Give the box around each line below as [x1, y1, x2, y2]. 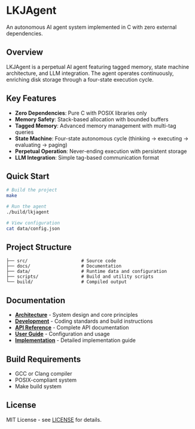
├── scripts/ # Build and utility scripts [6, 274, 154, 280]
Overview [6, 47, 44, 58]
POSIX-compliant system [14, 376, 77, 384]
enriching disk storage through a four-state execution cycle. [6, 76, 154, 83]
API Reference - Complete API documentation [14, 324, 129, 331]
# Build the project [6, 187, 58, 193]
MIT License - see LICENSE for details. [6, 416, 102, 423]
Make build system [14, 383, 62, 390]
